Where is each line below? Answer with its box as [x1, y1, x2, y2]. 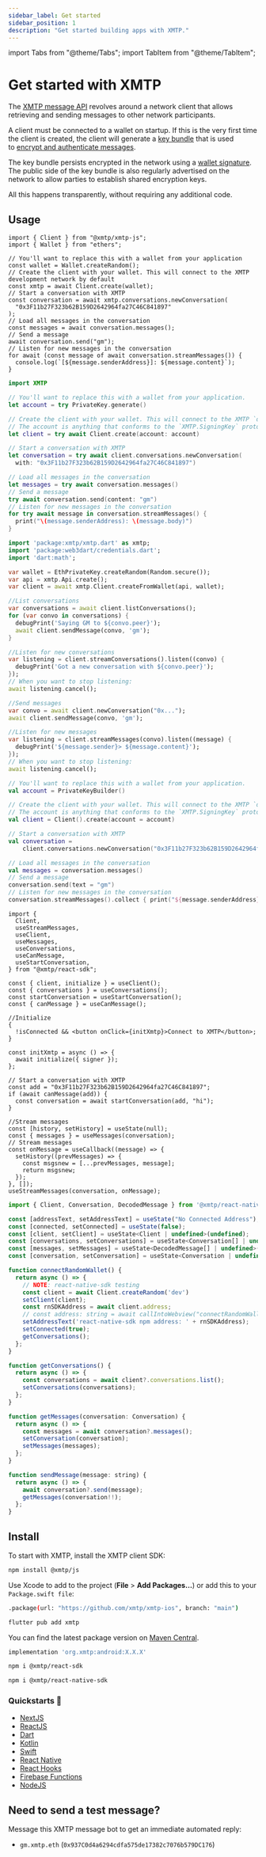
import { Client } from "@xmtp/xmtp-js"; [8, 234, 147, 242]
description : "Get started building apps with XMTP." [8, 26, 190, 34]
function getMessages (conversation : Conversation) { [8, 1412, 186, 1421]
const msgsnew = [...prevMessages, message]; [22, 1159, 176, 1168]
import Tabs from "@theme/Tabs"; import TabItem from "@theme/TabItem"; [8, 48, 256, 58]
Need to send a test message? [8, 1803, 161, 1817]
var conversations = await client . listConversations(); [8, 605, 196, 613]
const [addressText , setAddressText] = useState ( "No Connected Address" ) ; [8, 1215, 260, 1223]
